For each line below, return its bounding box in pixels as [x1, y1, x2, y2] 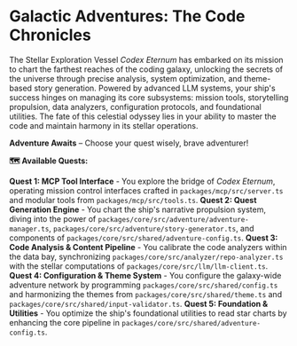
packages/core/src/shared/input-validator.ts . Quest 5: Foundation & [9, 298, 269, 309]
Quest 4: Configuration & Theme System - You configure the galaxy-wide [9, 270, 282, 280]
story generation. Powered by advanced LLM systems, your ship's [34, 83, 277, 93]
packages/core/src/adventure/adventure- [98, 215, 250, 224]
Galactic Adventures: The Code [9, 6, 246, 27]
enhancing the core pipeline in [9, 317, 121, 327]
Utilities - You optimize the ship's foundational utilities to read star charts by [9, 308, 287, 318]
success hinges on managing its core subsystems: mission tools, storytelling [9, 91, 289, 103]
